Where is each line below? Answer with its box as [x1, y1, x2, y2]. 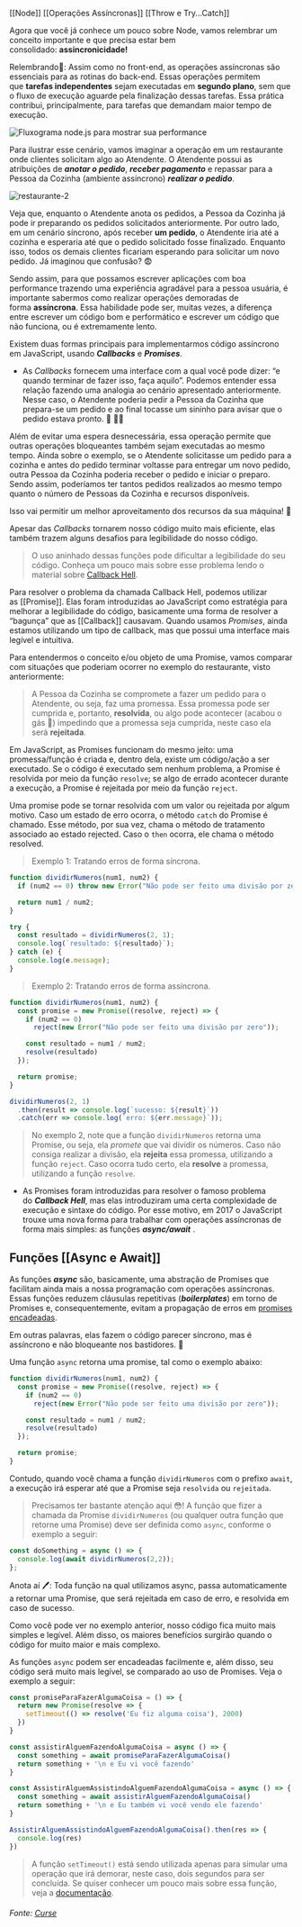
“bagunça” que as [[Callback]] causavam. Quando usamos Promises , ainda [9, 616, 288, 626]
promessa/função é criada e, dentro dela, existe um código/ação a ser [9, 754, 270, 764]
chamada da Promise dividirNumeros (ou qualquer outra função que [31, 1509, 284, 1520]
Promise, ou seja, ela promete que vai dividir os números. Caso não [31, 1139, 281, 1151]
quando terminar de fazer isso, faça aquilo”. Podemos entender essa [22, 375, 277, 385]
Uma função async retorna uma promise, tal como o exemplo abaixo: [9, 1357, 263, 1368]
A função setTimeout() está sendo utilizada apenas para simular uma [31, 1859, 288, 1869]
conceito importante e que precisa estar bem [9, 35, 177, 45]
